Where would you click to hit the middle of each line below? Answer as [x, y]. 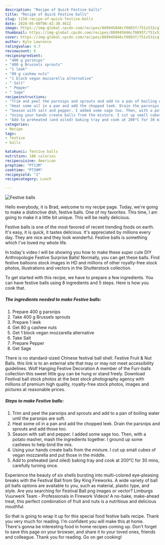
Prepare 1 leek [27, 322]
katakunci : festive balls [31, 152]
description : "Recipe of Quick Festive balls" [54, 10]
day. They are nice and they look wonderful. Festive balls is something [76, 238]
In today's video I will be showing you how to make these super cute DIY [78, 253]
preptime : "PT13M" [24, 165]
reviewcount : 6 [21, 51]
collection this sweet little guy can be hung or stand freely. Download [75, 374]
